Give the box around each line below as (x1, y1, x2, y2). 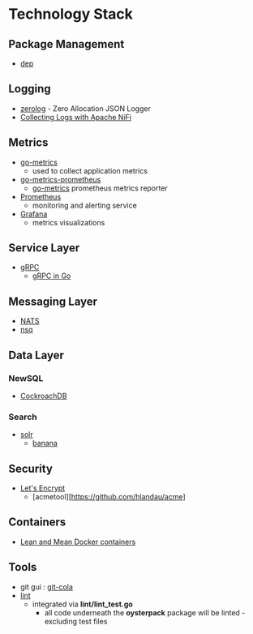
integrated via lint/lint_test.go (32, 599, 134, 609)
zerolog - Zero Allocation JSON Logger (19, 103, 152, 114)
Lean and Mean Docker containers (19, 537, 136, 546)
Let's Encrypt (19, 483, 66, 493)
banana (32, 439, 58, 448)
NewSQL (8, 372, 44, 383)
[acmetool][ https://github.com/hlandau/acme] (32, 492, 187, 502)
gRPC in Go (32, 271, 71, 281)
